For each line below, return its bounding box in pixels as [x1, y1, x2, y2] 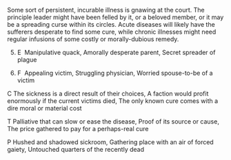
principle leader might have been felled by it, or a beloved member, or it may [7, 13, 224, 21]
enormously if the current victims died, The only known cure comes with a [7, 97, 219, 105]
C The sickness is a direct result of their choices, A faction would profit [7, 89, 209, 98]
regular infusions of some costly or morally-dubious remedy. [7, 35, 179, 43]
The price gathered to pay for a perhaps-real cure [7, 125, 149, 133]
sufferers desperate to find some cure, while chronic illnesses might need [7, 27, 217, 36]
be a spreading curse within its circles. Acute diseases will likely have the [7, 21, 215, 28]
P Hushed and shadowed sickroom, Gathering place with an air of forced [7, 138, 214, 146]
